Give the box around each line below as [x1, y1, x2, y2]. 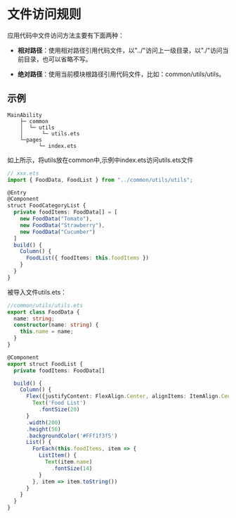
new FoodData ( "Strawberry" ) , [20, 221, 105, 229]
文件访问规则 [7, 6, 82, 23]
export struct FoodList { [7, 360, 83, 367]
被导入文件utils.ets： [7, 288, 67, 296]
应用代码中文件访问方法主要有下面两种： [7, 31, 124, 39]
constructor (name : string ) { [13, 321, 99, 328]
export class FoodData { [7, 308, 80, 316]
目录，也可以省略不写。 [23, 54, 92, 63]
